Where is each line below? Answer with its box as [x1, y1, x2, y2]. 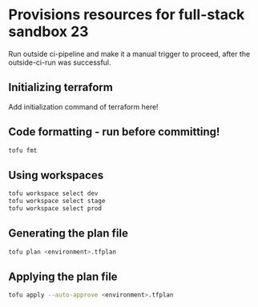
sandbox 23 [8, 22, 89, 41]
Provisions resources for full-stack [8, 6, 245, 24]
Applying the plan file [8, 269, 118, 283]
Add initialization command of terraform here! [8, 102, 159, 111]
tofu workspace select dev [8, 189, 99, 197]
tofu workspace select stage [8, 197, 106, 205]
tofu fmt [8, 146, 38, 154]
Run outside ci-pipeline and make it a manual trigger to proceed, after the [8, 49, 251, 58]
